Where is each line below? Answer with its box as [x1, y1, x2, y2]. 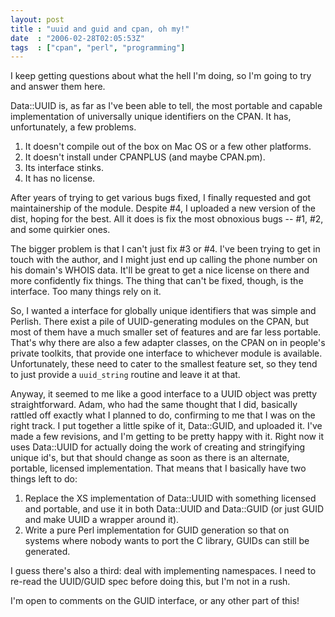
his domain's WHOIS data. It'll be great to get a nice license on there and [10, 264, 310, 276]
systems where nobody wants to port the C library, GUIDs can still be [24, 535, 310, 547]
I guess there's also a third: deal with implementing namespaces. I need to [10, 565, 317, 577]
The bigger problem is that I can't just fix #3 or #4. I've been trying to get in [10, 243, 321, 255]
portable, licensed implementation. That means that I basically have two [10, 462, 307, 475]
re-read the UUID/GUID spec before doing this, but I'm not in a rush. [10, 576, 291, 588]
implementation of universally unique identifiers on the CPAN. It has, [10, 111, 292, 123]
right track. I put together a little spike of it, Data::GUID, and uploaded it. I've [10, 420, 323, 432]
